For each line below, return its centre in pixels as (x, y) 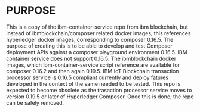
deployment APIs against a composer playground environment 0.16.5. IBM (97, 52)
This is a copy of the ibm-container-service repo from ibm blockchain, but (97, 27)
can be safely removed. (35, 102)
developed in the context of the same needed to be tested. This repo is (93, 83)
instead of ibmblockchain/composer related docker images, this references (99, 33)
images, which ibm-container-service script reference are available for (93, 65)
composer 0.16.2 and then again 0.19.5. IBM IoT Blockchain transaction (93, 71)
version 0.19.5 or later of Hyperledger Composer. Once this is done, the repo (100, 97)
